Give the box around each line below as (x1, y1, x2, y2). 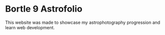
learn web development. (5, 24, 55, 30)
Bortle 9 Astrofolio (5, 3, 83, 15)
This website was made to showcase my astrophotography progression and (5, 19, 161, 25)
